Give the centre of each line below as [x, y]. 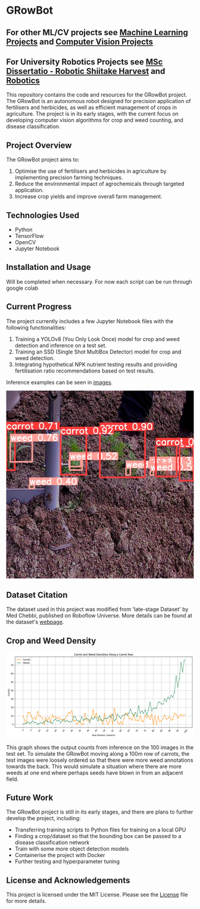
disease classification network [52, 843]
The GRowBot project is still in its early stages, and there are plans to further [100, 812]
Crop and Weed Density [51, 640]
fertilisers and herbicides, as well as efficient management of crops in [92, 107]
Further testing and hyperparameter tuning [67, 861]
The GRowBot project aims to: [43, 160]
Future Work [30, 798]
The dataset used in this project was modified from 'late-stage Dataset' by [97, 609]
